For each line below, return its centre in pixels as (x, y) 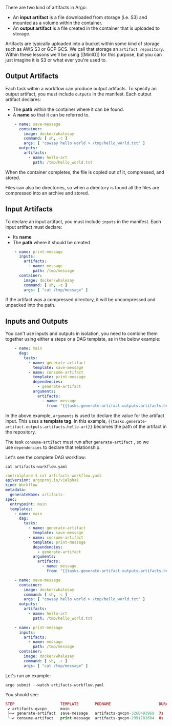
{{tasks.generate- (127, 421)
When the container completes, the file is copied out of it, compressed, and (85, 172)
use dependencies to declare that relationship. (53, 447)
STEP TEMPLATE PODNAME (58, 704)
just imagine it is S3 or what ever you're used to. (56, 60)
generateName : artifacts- (38, 495)
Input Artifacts (29, 209)
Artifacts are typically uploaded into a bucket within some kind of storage (82, 44)
